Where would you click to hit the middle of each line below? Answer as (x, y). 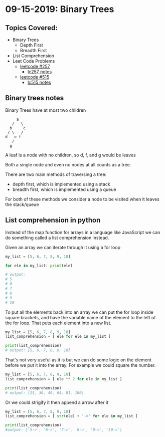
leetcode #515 (34, 77)
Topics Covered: (31, 28)
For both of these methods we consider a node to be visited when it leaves (82, 199)
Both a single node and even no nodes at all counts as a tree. (68, 164)
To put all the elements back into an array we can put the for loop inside (79, 312)
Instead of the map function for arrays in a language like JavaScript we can (83, 232)
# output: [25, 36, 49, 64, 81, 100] (45, 393)
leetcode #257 (35, 66)
